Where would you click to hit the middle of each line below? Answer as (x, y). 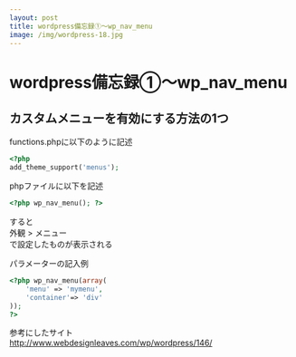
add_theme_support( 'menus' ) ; (64, 168)
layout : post (34, 18)
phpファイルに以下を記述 (57, 186)
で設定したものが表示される (61, 244)
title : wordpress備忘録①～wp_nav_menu (81, 26)
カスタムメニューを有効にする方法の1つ (119, 118)
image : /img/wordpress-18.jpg (67, 34)
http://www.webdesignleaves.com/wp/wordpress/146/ (111, 343)
